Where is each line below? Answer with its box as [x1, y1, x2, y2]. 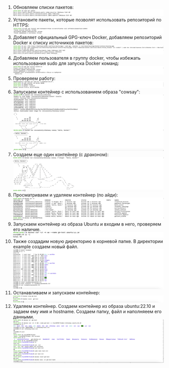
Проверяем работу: [13, 75, 56, 81]
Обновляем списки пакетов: [13, 5, 74, 10]
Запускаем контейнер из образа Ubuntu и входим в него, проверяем [13, 221, 161, 227]
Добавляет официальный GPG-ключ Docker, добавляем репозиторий [13, 34, 162, 40]
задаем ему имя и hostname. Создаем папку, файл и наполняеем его [13, 308, 162, 314]
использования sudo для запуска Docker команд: [13, 60, 119, 66]
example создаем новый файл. [13, 243, 79, 250]
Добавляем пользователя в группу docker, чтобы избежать [13, 55, 141, 61]
